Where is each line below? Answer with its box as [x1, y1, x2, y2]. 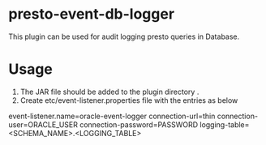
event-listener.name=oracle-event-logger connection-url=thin [8, 111, 216, 121]
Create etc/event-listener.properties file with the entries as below [19, 95, 238, 105]
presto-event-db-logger [8, 5, 175, 23]
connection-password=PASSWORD [79, 119, 199, 130]
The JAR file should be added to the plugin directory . [19, 87, 199, 96]
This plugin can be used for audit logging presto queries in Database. [8, 32, 240, 41]
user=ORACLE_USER [8, 119, 79, 130]
